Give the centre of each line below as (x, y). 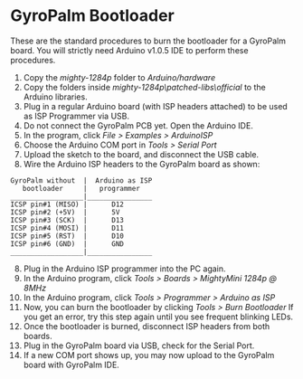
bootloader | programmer (81, 188)
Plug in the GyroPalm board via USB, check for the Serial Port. (139, 346)
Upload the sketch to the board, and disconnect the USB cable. (141, 154)
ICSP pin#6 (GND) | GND (67, 244)
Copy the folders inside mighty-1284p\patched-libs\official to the (144, 87)
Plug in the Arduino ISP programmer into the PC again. (124, 269)
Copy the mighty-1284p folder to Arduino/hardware (119, 77)
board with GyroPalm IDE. (71, 365)
